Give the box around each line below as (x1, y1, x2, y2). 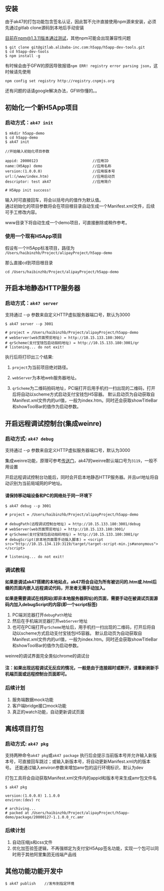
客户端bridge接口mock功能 (12, 703, 67, 708)
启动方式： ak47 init (5, 119, 54, 126)
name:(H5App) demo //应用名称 (5, 164, 112, 168)
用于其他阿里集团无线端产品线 (16, 851, 77, 857)
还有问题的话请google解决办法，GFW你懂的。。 (5, 88, 100, 94)
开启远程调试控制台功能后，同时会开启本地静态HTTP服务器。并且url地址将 (5, 474, 155, 480)
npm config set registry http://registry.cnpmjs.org (5, 78, 115, 83)
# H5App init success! (5, 188, 51, 192)
